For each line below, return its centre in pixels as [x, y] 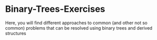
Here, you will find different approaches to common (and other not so [77, 23]
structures [16, 33]
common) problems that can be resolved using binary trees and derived [79, 28]
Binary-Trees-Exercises [55, 9]
